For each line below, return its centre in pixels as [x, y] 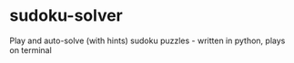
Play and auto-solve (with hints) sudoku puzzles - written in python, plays [147, 40]
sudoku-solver [66, 16]
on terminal [30, 49]
